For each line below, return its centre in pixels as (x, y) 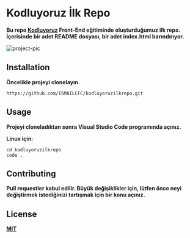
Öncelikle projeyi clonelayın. (43, 82)
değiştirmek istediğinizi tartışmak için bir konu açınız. (76, 195)
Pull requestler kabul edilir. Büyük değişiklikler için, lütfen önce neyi (94, 189)
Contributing (31, 174)
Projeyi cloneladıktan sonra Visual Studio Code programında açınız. (94, 127)
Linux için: (20, 139)
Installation (28, 67)
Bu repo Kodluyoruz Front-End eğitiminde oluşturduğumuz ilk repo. (93, 30)
